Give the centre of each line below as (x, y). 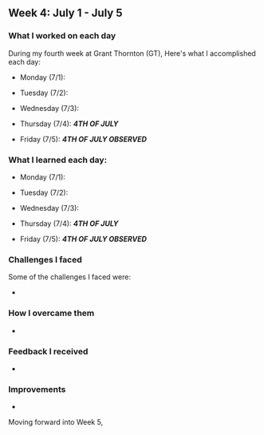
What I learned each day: (58, 160)
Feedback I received (48, 351)
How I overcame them (51, 313)
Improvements (37, 389)
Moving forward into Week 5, (56, 422)
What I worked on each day (62, 36)
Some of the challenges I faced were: (70, 277)
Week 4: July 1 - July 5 (65, 13)
